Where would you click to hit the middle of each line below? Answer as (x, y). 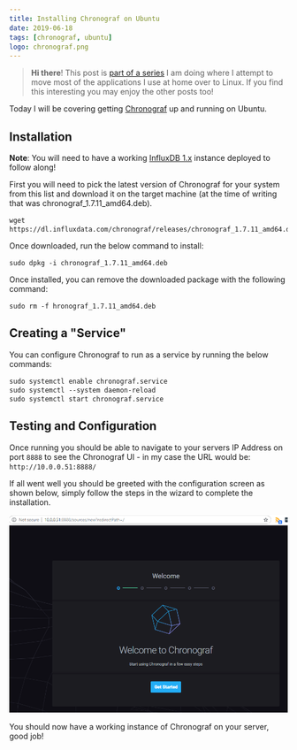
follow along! (33, 167)
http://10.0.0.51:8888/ (53, 467)
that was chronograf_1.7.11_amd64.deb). (81, 203)
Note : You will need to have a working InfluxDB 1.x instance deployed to (140, 158)
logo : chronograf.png (49, 47)
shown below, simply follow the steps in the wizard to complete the (131, 493)
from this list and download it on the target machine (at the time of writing (143, 194)
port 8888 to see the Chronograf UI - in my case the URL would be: (130, 456)
